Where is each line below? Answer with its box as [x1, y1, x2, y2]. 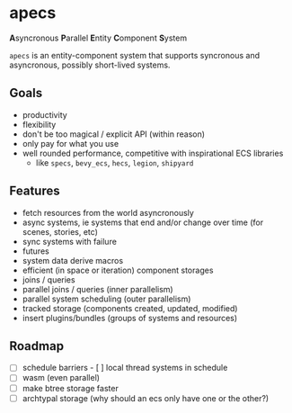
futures [22, 246, 49, 256]
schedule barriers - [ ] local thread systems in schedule [22, 363, 228, 373]
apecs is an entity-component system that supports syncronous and [9, 49, 261, 60]
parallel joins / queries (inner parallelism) [22, 283, 173, 294]
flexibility [22, 119, 57, 130]
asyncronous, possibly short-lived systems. [9, 59, 171, 70]
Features [9, 184, 60, 199]
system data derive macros [22, 255, 124, 265]
